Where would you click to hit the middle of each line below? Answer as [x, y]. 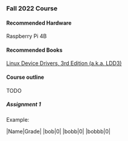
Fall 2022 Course [32, 8]
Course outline [25, 77]
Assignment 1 [24, 104]
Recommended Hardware [39, 23]
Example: [18, 119]
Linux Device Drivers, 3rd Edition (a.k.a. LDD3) [64, 63]
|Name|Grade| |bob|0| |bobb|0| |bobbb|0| [58, 131]
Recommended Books [34, 50]
